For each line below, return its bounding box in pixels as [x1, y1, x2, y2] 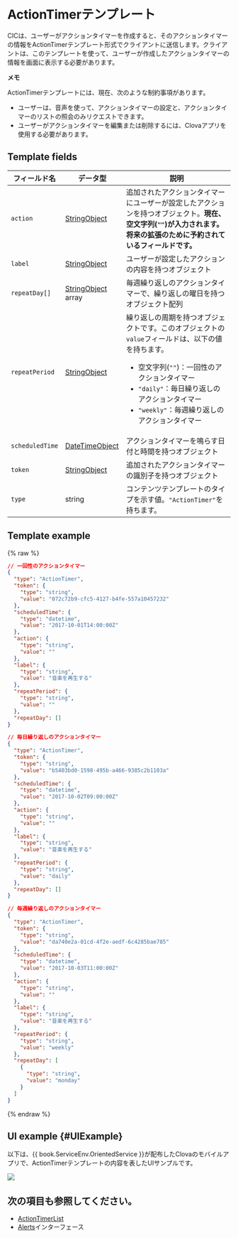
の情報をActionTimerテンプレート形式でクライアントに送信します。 [7, 40, 203, 48]
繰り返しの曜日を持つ [153, 289, 225, 298]
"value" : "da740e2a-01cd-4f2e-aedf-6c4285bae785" [20, 938, 170, 945]
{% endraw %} [7, 1109, 51, 1118]
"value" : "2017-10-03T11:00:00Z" [20, 964, 119, 972]
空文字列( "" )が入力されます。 [126, 219, 224, 229]
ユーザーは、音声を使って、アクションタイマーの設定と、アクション [17, 103, 215, 112]
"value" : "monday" [25, 1077, 81, 1084]
